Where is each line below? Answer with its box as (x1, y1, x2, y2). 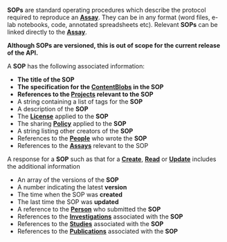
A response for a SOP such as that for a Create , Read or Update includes (7, 155, 217, 163)
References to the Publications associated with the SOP (17, 227, 179, 235)
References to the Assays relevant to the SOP (17, 142, 149, 149)
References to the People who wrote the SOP (17, 134, 147, 142)
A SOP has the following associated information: (7, 62, 145, 70)
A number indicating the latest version (17, 183, 127, 191)
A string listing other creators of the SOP (17, 127, 134, 135)
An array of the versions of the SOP (17, 176, 119, 184)
